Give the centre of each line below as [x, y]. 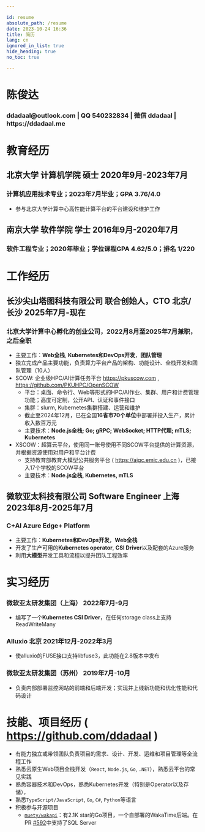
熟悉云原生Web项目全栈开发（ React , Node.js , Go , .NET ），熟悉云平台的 [102, 769]
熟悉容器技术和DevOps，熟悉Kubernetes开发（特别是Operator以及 [99, 784]
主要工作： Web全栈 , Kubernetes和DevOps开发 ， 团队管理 [88, 355]
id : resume [20, 17]
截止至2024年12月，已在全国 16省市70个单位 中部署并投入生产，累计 [110, 415]
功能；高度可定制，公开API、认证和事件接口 [80, 399]
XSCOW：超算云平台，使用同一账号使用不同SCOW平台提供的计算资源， [106, 444]
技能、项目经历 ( [47, 722]
